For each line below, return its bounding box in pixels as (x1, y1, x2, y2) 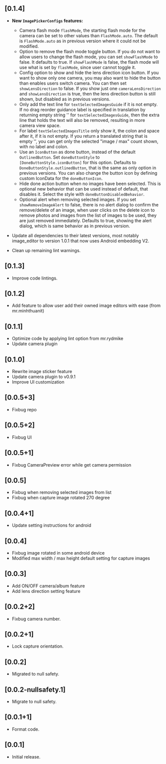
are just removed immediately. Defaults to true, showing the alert (19, 217, 152, 223)
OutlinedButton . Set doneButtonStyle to (19, 154, 100, 160)
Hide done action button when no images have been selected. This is (19, 181, 161, 187)
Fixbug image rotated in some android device (11, 550, 105, 556)
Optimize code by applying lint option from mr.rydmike (11, 336, 124, 342)
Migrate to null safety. (11, 699, 57, 704)
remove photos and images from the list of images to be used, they (19, 212, 157, 218)
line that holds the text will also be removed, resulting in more (19, 117, 145, 123)
